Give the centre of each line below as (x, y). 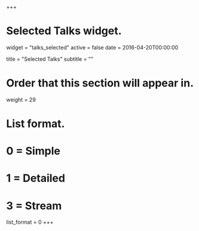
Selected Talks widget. (64, 31)
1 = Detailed (36, 178)
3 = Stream (34, 206)
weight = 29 (21, 100)
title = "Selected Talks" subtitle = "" (50, 59)
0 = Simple (33, 151)
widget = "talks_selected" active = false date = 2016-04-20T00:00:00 (92, 47)
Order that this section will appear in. (100, 83)
